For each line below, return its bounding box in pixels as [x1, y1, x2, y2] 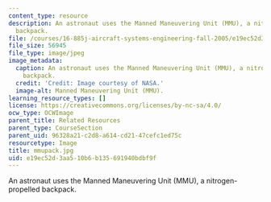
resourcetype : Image [8, 138, 78, 147]
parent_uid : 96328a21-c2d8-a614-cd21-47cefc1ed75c [8, 131, 182, 139]
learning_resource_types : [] [8, 94, 106, 102]
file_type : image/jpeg [8, 49, 85, 57]
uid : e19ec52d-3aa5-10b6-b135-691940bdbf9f [8, 154, 157, 162]
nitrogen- [206, 176, 238, 186]
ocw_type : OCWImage [8, 109, 74, 117]
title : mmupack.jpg [8, 146, 74, 155]
